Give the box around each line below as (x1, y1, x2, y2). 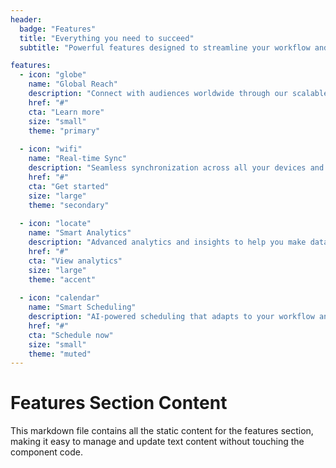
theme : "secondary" (28, 200, 110, 210)
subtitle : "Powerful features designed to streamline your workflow (19, 42, 311, 53)
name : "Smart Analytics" (28, 228, 132, 238)
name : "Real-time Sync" (28, 154, 128, 164)
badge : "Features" (19, 24, 97, 34)
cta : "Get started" (28, 181, 110, 191)
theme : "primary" (28, 126, 101, 136)
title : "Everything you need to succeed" (19, 33, 195, 43)
